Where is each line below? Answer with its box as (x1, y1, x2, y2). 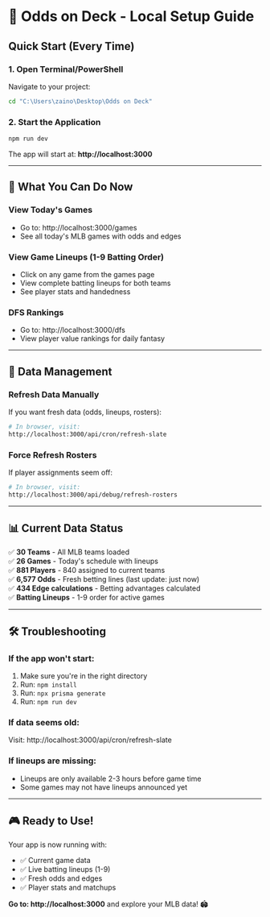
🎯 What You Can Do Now (8, 180, 133, 194)
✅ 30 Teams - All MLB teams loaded (8, 547, 130, 557)
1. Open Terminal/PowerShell (8, 64, 124, 75)
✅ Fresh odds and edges (19, 873, 103, 883)
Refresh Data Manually (8, 388, 100, 400)
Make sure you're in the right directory (19, 671, 148, 681)
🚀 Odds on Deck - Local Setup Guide (8, 7, 255, 26)
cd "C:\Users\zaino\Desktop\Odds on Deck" (8, 97, 153, 106)
